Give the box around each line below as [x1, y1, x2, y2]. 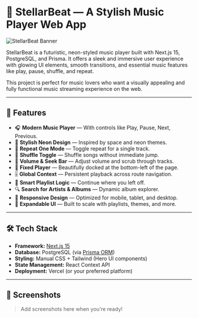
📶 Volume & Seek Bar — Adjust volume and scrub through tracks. [14, 158, 174, 165]
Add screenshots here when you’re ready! [20, 306, 123, 313]
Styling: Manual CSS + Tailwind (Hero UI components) [14, 255, 147, 262]
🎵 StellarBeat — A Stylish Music [6, 5, 164, 19]
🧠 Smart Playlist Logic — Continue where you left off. [14, 179, 146, 186]
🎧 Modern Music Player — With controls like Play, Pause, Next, [14, 124, 171, 131]
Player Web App [6, 18, 87, 31]
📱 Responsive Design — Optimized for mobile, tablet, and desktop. [14, 194, 178, 201]
